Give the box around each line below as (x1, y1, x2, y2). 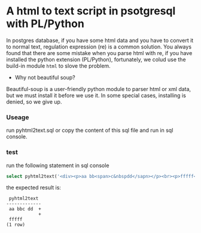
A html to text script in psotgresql (6, 4, 176, 18)
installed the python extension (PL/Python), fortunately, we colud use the (6, 56, 187, 63)
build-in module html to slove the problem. (6, 62, 111, 69)
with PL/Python (6, 17, 85, 31)
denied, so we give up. (6, 98, 62, 105)
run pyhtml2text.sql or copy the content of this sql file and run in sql (6, 127, 173, 134)
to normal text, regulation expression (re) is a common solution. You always (6, 43, 192, 50)
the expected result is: (6, 184, 62, 191)
